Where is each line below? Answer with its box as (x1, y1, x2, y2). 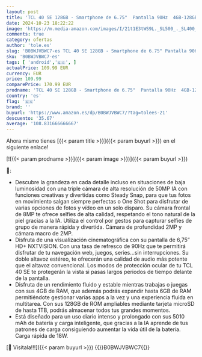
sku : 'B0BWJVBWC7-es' (6, 54, 61, 60)
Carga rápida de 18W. (14, 332, 69, 340)
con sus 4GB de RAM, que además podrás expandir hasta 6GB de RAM (14, 287, 192, 295)
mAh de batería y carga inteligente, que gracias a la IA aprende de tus (14, 320, 188, 327)
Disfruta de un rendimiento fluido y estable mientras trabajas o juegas (14, 281, 188, 288)
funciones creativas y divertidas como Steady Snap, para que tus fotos (14, 191, 191, 199)
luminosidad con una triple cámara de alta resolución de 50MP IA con (14, 185, 188, 193)
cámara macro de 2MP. (14, 230, 73, 237)
